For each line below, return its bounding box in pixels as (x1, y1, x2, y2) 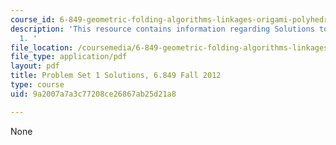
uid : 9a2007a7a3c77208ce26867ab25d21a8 (10, 89, 177, 99)
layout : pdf (10, 61, 60, 71)
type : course (10, 80, 65, 90)
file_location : (10, 42, 74, 53)
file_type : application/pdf (10, 52, 128, 62)
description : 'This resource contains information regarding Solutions (10, 24, 315, 34)
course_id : (10, 14, 56, 25)
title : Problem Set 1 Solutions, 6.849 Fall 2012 (10, 71, 222, 81)
